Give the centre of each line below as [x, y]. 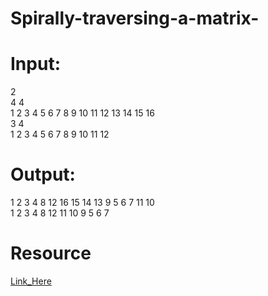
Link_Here [31, 281]
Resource [51, 253]
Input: [35, 64]
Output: [43, 174]
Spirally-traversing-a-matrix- [135, 18]
